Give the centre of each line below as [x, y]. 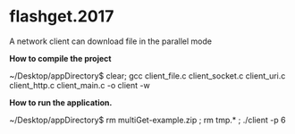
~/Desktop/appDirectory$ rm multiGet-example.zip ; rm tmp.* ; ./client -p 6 [147, 120]
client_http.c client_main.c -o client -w [80, 85]
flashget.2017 [62, 17]
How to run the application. [61, 102]
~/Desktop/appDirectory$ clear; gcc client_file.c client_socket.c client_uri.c [147, 75]
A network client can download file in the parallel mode [111, 41]
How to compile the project [60, 58]
